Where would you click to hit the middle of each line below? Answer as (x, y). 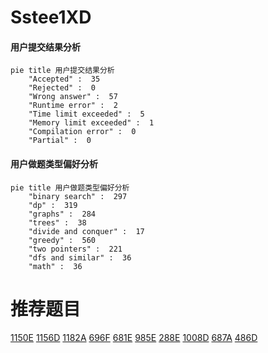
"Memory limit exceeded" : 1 (91, 123)
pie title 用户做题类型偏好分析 (70, 187)
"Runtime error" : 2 (73, 106)
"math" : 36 (55, 266)
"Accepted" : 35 (64, 79)
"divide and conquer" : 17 (86, 231)
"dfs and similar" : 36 (80, 257)
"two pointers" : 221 (75, 249)
